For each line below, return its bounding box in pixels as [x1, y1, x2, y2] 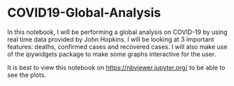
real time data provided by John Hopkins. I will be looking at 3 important [7, 35, 214, 43]
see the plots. [7, 71, 47, 79]
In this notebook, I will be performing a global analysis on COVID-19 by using [7, 28, 228, 36]
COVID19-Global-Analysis [7, 5, 161, 21]
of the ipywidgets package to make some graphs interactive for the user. [7, 50, 217, 58]
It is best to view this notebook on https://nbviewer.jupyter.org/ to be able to [7, 63, 226, 71]
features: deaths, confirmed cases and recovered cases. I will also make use [7, 42, 228, 51]
